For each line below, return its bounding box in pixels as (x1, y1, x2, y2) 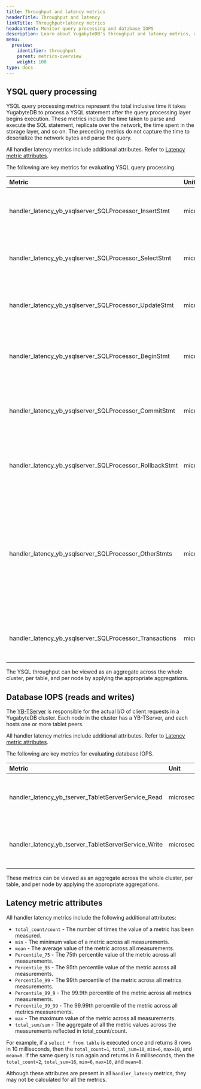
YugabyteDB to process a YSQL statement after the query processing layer (6, 109, 191, 116)
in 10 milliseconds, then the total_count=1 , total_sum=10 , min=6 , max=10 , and (6, 1045, 193, 1052)
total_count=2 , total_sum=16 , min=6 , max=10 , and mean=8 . (6, 1058, 144, 1065)
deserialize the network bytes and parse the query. (6, 134, 132, 141)
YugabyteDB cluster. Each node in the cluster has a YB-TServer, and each (6, 714, 188, 721)
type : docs (6, 64, 33, 71)
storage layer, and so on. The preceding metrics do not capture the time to (6, 128, 190, 135)
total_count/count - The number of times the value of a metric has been (14, 926, 194, 933)
